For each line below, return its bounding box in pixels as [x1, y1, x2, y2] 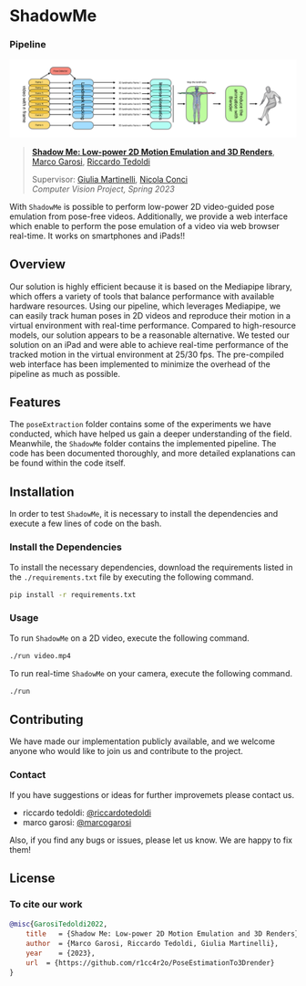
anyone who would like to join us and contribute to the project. [9, 746, 244, 757]
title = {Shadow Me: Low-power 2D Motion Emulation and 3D [25, 929, 262, 939]
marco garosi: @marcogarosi [22, 816, 132, 827]
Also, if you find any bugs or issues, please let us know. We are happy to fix [9, 834, 293, 845]
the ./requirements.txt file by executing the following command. [9, 572, 254, 582]
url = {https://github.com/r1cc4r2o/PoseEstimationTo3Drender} [25, 958, 275, 968]
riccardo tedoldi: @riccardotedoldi [22, 807, 152, 818]
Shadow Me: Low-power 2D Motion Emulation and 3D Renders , [31, 146, 275, 157]
